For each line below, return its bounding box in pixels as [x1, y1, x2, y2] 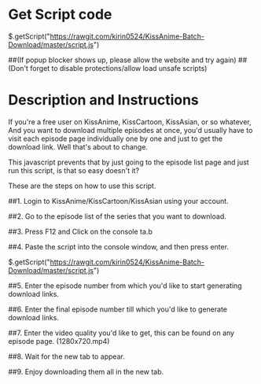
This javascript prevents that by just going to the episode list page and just [8, 157, 249, 167]
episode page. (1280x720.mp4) [8, 336, 110, 345]
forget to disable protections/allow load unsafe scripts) [30, 63, 208, 72]
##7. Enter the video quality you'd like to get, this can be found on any [8, 328, 234, 338]
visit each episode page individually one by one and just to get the [8, 134, 222, 143]
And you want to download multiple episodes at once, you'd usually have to [8, 125, 253, 135]
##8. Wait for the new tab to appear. [8, 352, 126, 361]
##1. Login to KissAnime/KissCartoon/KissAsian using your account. [8, 196, 230, 205]
